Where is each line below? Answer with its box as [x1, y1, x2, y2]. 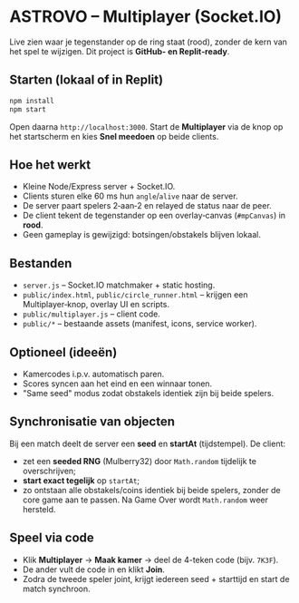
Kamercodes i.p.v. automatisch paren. [22, 368, 165, 379]
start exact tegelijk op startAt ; [22, 474, 140, 486]
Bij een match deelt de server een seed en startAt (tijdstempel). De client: [9, 438, 286, 449]
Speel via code [9, 530, 95, 546]
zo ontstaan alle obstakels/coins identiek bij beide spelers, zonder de [22, 484, 281, 495]
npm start [9, 104, 47, 114]
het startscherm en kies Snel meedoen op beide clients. [9, 131, 219, 141]
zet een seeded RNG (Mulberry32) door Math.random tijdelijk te [22, 455, 256, 466]
